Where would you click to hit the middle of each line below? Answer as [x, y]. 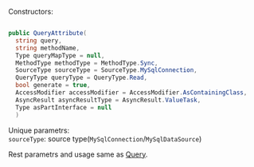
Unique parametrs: [39, 130]
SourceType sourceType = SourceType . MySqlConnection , [106, 70]
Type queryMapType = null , [60, 55]
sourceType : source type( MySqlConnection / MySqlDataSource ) [105, 138]
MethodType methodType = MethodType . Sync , [87, 63]
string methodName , [48, 48]
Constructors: [31, 12]
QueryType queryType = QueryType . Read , [82, 78]
